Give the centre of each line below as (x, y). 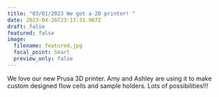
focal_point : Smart (42, 53)
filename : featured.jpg (48, 46)
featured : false (31, 33)
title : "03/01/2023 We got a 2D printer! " (71, 14)
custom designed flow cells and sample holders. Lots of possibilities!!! (108, 86)
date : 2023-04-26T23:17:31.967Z (54, 20)
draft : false (26, 26)
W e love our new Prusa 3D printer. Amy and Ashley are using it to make (109, 78)
